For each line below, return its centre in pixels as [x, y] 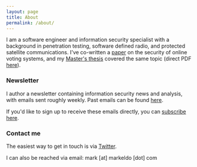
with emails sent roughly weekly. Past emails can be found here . [85, 100]
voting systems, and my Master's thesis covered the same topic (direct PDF [99, 59]
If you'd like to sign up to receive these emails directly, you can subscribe [96, 112]
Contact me [24, 133]
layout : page [22, 12]
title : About [22, 17]
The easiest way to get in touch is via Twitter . [62, 146]
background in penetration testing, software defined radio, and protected [96, 46]
